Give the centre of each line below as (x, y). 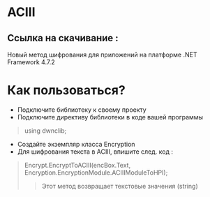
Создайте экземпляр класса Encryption (76, 144)
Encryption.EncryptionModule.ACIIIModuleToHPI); (96, 173)
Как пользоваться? (66, 90)
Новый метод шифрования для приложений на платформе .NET (102, 54)
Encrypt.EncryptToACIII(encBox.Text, (77, 165)
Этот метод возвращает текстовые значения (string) (120, 186)
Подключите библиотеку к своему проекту (82, 110)
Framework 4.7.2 (31, 62)
